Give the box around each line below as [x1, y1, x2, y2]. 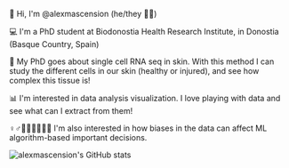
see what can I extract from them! [9, 106, 133, 116]
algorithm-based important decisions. [9, 132, 148, 142]
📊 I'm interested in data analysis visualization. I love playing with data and [9, 93, 281, 103]
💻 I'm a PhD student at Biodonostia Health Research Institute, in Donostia [9, 27, 279, 36]
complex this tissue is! [9, 76, 91, 85]
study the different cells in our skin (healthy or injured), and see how [9, 66, 260, 76]
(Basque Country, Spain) [9, 39, 100, 49]
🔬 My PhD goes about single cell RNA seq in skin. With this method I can [9, 56, 275, 67]
